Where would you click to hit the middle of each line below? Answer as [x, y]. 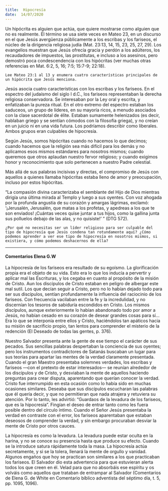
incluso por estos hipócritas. [34, 182]
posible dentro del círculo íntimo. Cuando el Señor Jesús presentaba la [78, 410]
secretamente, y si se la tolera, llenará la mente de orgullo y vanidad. [76, 451]
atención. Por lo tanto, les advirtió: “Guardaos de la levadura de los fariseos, [83, 399]
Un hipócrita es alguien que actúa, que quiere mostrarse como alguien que [82, 28]
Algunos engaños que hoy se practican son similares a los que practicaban [82, 457]
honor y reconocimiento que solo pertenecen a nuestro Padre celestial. [78, 162]
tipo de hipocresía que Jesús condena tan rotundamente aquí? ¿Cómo [78, 232]
